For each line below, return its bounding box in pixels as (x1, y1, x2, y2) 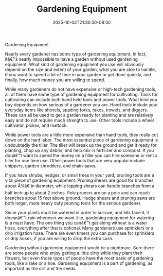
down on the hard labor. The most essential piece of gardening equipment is (5, 137, 158, 143)
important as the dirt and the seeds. (5, 265, 77, 271)
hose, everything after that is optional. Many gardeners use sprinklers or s (5, 225, 153, 231)
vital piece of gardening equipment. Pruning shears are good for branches (5, 177, 154, 183)
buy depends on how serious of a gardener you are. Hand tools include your (5, 102, 158, 107)
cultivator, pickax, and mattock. (5, 122, 68, 128)
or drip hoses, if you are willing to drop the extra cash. (5, 235, 113, 241)
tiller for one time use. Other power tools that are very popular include (5, 157, 145, 163)
